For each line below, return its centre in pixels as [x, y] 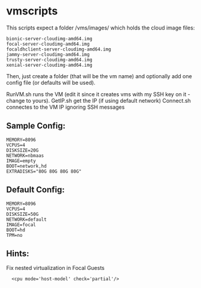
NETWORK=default [26, 219]
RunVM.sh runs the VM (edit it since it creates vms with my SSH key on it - [98, 94]
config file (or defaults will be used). [51, 82]
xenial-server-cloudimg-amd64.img [49, 65]
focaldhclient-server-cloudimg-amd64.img [59, 49]
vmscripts [32, 11]
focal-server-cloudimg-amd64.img [48, 44]
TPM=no [14, 235]
